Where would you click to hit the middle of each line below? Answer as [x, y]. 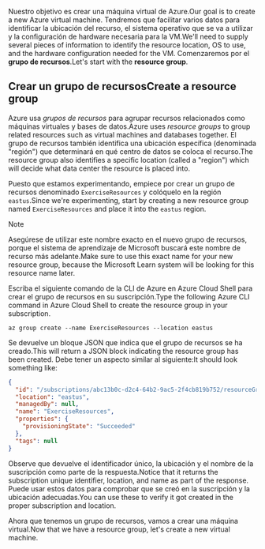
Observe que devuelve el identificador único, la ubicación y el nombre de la [131, 463]
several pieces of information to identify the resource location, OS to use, [127, 45]
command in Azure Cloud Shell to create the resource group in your [118, 305]
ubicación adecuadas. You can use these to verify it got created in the [121, 497]
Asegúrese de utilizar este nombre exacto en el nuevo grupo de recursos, [128, 239]
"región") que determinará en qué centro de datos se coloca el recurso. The [131, 151]
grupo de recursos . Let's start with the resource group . [98, 62]
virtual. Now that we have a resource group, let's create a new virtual [119, 529]
